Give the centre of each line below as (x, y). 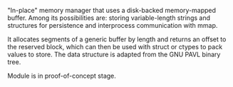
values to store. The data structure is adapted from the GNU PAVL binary (114, 54)
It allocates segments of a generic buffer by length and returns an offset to (117, 39)
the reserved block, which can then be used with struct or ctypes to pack (115, 47)
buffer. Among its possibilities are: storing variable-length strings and (109, 18)
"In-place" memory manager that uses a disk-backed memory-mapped (112, 10)
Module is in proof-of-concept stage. (62, 76)
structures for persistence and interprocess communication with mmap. (113, 25)
